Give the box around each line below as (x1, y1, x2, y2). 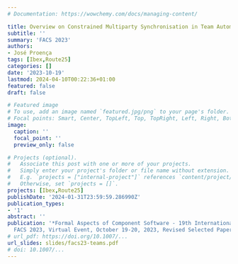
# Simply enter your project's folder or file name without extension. (7, 167, 230, 174)
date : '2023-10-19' (7, 69, 65, 76)
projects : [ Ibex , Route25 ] (7, 187, 84, 194)
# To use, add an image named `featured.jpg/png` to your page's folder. (7, 108, 230, 115)
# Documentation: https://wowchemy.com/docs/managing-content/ (7, 10, 198, 18)
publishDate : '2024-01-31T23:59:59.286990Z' (7, 193, 141, 200)
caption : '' (13, 128, 50, 135)
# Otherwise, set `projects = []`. (7, 180, 119, 188)
